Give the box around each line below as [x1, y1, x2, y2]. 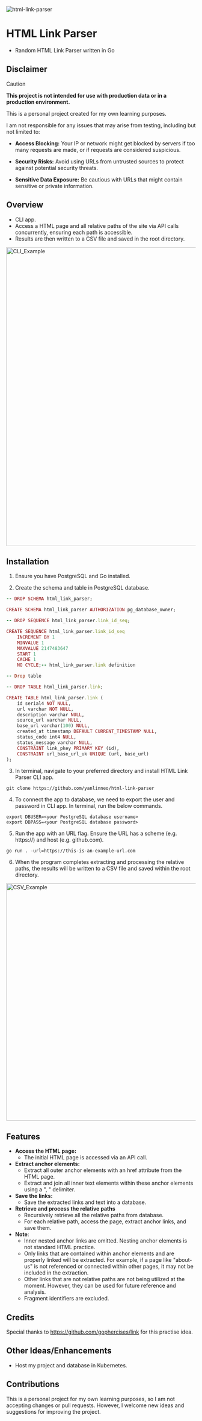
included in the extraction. [23, 1269, 89, 1276]
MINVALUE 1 [17, 640, 44, 646]
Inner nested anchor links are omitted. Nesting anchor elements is [23, 1237, 188, 1244]
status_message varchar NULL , [17, 739, 93, 746]
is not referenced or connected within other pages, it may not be [34, 1263, 194, 1270]
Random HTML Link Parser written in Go [14, 46, 115, 54]
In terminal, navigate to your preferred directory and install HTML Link [14, 767, 188, 775]
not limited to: [6, 128, 40, 135]
